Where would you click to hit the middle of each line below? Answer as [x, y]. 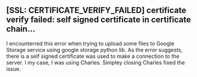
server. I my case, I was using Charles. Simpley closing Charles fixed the [96, 62]
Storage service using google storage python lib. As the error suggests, [95, 50]
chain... [21, 29]
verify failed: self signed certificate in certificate [99, 20]
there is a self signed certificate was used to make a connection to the [93, 56]
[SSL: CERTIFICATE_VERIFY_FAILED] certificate [96, 10]
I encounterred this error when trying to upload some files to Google [90, 43]
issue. [13, 69]
